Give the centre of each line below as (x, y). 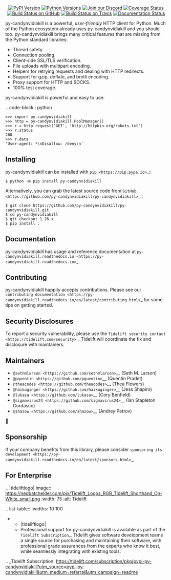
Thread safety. (28, 49)
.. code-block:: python (29, 107)
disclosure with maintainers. (35, 345)
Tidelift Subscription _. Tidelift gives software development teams (92, 535)
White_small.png (23, 499)
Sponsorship (26, 437)
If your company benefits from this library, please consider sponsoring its (84, 449)
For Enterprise (29, 476)
